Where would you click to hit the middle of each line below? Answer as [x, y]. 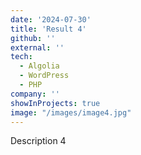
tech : [21, 57]
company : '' [35, 94]
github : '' [33, 38]
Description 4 [38, 141]
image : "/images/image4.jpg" [71, 112]
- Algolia [39, 66]
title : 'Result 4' [48, 29]
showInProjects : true [55, 103]
